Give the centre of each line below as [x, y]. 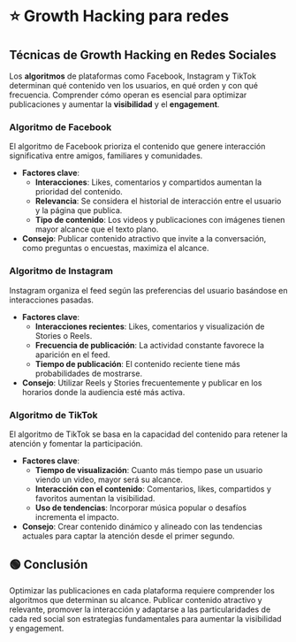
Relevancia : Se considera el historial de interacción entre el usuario [158, 201]
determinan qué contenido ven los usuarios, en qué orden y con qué [134, 85]
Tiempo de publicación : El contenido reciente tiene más [137, 363]
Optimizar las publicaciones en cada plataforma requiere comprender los [142, 590]
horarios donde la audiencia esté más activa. [103, 392]
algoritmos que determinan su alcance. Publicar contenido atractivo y [136, 600]
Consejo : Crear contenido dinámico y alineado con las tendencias [142, 526]
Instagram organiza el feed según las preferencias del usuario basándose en [148, 290]
